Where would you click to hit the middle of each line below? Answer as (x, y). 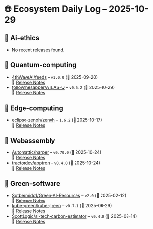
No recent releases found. (38, 50)
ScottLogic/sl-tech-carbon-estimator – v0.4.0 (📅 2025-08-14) (74, 216)
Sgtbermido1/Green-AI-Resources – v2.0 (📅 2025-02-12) (69, 196)
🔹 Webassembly (30, 141)
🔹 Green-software (33, 184)
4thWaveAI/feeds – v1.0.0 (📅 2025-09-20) (55, 77)
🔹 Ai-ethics (22, 38)
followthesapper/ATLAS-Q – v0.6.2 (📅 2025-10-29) (63, 87)
